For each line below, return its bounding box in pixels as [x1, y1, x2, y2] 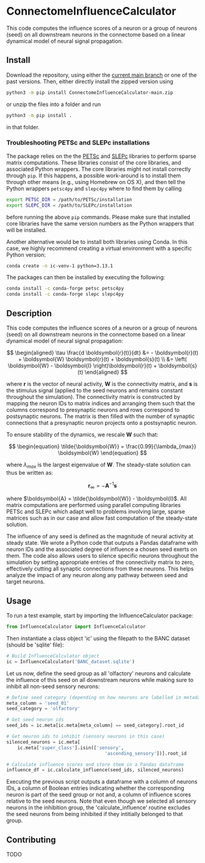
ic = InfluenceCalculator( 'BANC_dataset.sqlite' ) [6, 658, 135, 665]
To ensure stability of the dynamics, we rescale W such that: [6, 431, 159, 438]
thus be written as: [6, 469, 54, 476]
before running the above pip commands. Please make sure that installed [6, 213, 190, 221]
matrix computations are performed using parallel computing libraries [6, 502, 181, 509]
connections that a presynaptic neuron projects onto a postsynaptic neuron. [6, 419, 197, 426]
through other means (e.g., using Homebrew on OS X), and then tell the [6, 178, 185, 185]
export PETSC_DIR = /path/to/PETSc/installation [6, 196, 132, 202]
